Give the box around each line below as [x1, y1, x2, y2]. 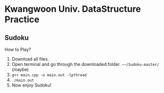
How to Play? [4, 47, 31, 52]
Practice [4, 14, 40, 25]
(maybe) [11, 66, 29, 72]
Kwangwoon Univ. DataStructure [4, 3, 141, 15]
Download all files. [11, 56, 50, 62]
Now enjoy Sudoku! [11, 82, 52, 88]
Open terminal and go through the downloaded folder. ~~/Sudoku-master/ [11, 62, 160, 67]
